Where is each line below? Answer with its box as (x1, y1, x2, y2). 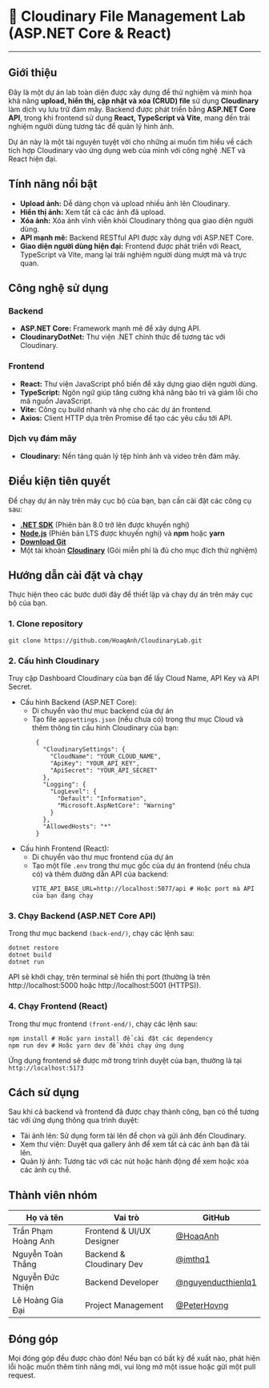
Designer (85, 1236, 119, 1247)
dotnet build (8, 951, 52, 959)
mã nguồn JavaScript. (19, 396, 93, 406)
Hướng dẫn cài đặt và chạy (8, 569, 143, 582)
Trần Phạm (12, 1226, 54, 1237)
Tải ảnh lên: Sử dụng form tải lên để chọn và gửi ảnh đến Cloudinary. (19, 1131, 247, 1141)
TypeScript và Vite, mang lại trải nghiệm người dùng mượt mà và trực (19, 249, 247, 259)
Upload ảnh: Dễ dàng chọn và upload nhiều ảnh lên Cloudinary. (19, 198, 231, 208)
